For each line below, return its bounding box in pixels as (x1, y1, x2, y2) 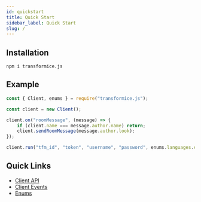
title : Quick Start (6, 14, 55, 20)
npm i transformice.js (6, 63, 63, 69)
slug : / (6, 25, 26, 32)
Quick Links (6, 161, 51, 171)
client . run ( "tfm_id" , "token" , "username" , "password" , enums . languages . (6, 145, 194, 151)
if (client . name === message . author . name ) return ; (17, 123, 146, 128)
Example (6, 79, 39, 90)
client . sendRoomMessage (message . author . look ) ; (17, 128, 135, 134)
